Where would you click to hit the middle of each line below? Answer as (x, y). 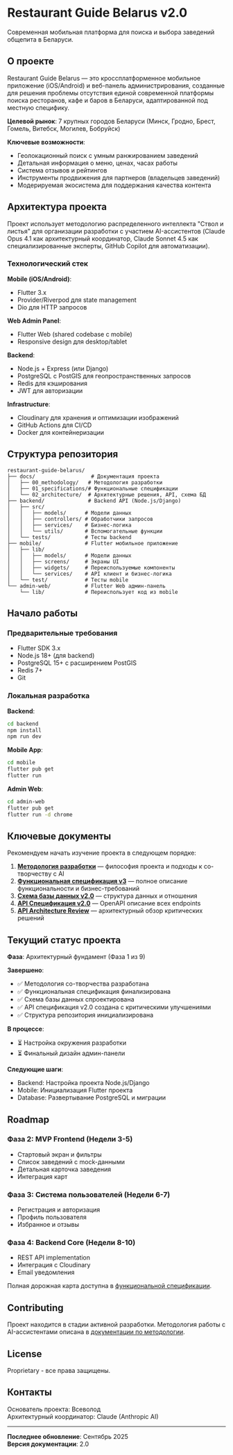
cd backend (23, 724)
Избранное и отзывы (48, 1225)
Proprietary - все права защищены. (59, 1371)
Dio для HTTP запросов (52, 307)
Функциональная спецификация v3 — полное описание (102, 881)
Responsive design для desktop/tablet (72, 341)
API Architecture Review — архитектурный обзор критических (110, 911)
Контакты (29, 1392)
